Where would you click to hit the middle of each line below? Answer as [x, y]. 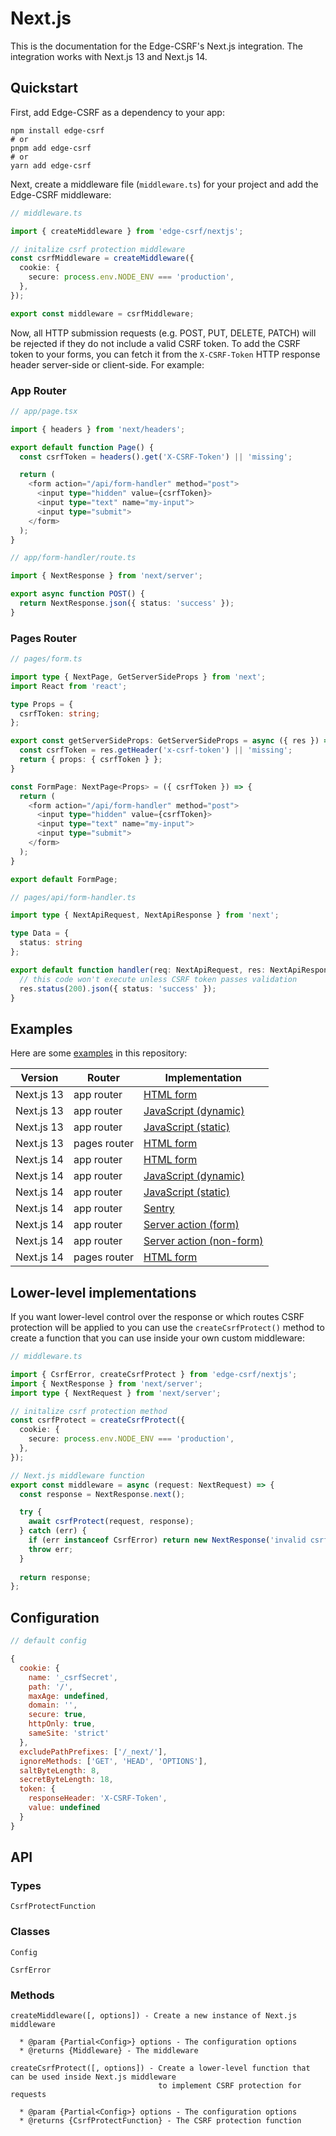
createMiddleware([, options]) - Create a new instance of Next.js [154, 2015]
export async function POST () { [77, 594]
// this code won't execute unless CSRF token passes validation [158, 979]
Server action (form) [191, 1225]
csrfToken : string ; [60, 713]
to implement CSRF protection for [230, 2085]
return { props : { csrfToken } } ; [91, 760]
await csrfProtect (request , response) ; [111, 1522]
